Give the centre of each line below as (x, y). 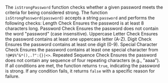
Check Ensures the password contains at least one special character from (82, 50)
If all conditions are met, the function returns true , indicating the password (82, 65)
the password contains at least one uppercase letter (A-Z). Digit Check (78, 39)
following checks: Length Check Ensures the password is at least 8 (75, 23)
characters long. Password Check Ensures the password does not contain (82, 28)
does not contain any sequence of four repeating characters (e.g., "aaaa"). (82, 60)
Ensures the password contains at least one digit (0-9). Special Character (81, 44)
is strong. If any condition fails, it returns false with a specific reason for (80, 71)
